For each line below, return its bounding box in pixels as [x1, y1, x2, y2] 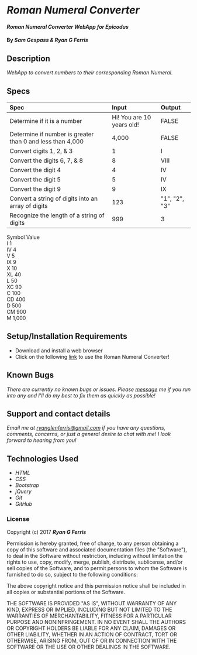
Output [160, 104, 181, 111]
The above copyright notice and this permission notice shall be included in [6, 582, 186, 589]
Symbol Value [6, 234, 40, 241]
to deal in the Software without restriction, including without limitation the [6, 552, 183, 559]
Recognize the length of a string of [9, 211, 105, 220]
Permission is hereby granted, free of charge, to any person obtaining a [6, 540, 179, 547]
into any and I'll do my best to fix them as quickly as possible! [6, 392, 155, 399]
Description [6, 53, 50, 63]
